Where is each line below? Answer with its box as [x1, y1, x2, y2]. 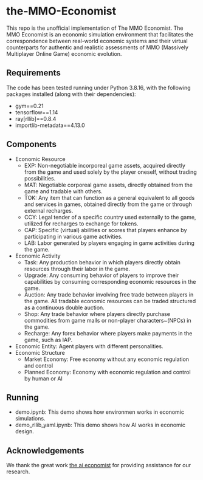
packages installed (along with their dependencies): [6, 90, 136, 98]
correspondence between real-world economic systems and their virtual [6, 37, 188, 44]
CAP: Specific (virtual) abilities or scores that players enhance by [24, 226, 187, 233]
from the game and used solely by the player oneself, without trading [24, 168, 197, 176]
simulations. [15, 415, 46, 422]
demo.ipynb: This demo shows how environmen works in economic [15, 408, 184, 416]
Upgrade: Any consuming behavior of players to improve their [24, 272, 179, 279]
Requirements [6, 68, 61, 78]
